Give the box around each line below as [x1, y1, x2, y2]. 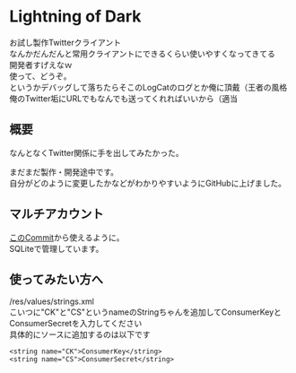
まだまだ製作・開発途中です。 [9, 166, 119, 177]
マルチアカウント [9, 206, 104, 221]
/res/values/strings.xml [9, 296, 94, 307]
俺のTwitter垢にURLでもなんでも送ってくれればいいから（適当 [9, 92, 238, 104]
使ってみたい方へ [9, 272, 103, 287]
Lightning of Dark [9, 6, 142, 27]
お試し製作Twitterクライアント [9, 37, 121, 48]
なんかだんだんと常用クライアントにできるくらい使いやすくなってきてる [9, 48, 276, 59]
